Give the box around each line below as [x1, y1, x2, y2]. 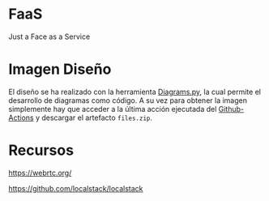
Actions [8, 113, 34, 122]
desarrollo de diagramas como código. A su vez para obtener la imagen [8, 95, 247, 105]
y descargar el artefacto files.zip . [35, 113, 152, 122]
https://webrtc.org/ [8, 168, 72, 177]
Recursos [8, 141, 75, 160]
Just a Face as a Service [8, 32, 91, 41]
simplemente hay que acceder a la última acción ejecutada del [8, 104, 217, 113]
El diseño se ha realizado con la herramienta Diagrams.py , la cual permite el [8, 87, 262, 96]
